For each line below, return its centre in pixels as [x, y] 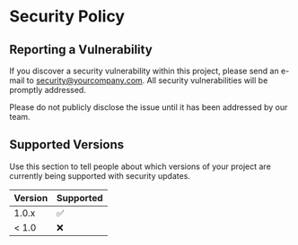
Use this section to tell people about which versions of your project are [140, 166]
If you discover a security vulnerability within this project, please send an [145, 71]
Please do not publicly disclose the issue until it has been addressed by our [149, 107]
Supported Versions [66, 145]
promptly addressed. [48, 90]
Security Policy [67, 17]
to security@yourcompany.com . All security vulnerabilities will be [147, 80]
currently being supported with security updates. [100, 175]
